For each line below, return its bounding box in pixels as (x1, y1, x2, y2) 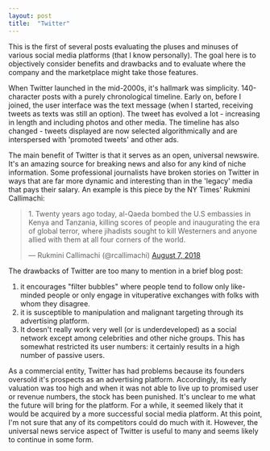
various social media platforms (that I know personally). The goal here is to (8, 50, 256, 60)
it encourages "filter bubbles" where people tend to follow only (19, 281, 230, 291)
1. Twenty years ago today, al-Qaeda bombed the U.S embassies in (27, 209, 251, 218)
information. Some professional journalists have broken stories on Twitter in (8, 167, 260, 177)
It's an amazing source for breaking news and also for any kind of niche (8, 158, 247, 168)
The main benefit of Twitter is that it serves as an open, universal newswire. (8, 150, 260, 160)
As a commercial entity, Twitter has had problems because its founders (8, 365, 244, 376)
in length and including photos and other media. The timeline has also (8, 117, 239, 127)
